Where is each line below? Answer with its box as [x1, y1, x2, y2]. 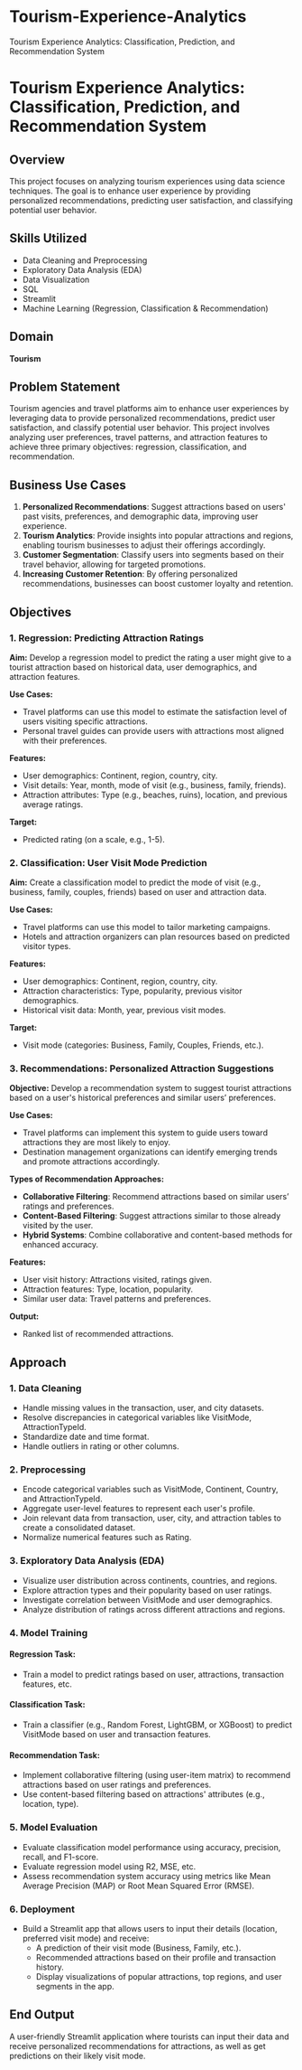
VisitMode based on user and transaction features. [22, 1729, 212, 1740]
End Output [9, 2007, 75, 2022]
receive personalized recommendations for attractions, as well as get [9, 2040, 266, 2051]
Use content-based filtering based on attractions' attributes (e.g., [22, 1789, 265, 1800]
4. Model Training [9, 1626, 88, 1639]
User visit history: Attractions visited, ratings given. [22, 1275, 212, 1285]
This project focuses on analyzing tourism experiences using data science [9, 175, 286, 186]
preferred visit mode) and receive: [22, 1933, 150, 1943]
